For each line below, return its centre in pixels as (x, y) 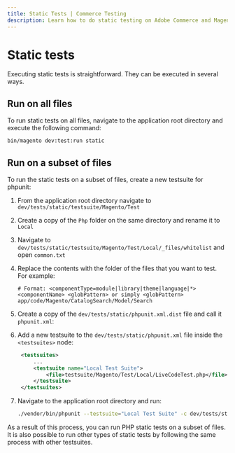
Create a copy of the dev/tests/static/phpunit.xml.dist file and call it (120, 314)
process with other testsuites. (50, 442)
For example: (36, 276)
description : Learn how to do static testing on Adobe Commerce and (109, 20)
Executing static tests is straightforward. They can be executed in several (113, 74)
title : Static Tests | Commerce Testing (67, 14)
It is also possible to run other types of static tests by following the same (112, 435)
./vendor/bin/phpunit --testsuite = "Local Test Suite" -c (102, 414)
